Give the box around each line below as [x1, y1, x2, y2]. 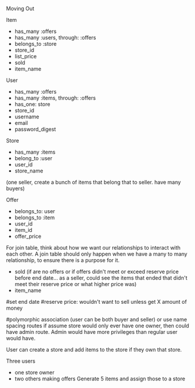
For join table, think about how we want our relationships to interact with [6, 244, 181, 251]
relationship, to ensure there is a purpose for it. [6, 257, 120, 264]
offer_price [14, 233, 42, 240]
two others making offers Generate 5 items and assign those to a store [14, 375, 186, 382]
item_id [14, 227, 32, 233]
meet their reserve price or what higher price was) [14, 281, 137, 287]
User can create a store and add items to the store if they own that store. [6, 346, 182, 353]
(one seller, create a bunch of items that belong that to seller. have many [6, 179, 181, 185]
